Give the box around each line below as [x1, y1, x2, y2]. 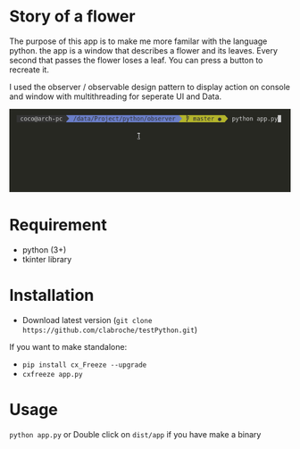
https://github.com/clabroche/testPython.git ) [21, 324, 198, 335]
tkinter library [21, 254, 72, 264]
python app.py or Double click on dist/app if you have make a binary [9, 428, 262, 439]
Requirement [9, 214, 107, 235]
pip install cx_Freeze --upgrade [21, 360, 147, 370]
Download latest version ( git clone [21, 314, 153, 325]
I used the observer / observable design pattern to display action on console [9, 81, 291, 92]
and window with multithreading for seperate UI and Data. [9, 91, 222, 102]
